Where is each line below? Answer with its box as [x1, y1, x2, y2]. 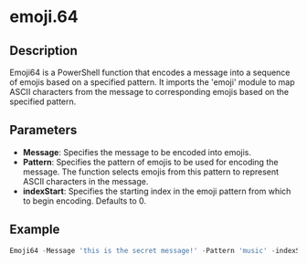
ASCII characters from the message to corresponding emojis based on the [9, 87, 290, 97]
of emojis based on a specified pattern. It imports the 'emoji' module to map [9, 77, 295, 88]
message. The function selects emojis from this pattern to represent [22, 166, 280, 177]
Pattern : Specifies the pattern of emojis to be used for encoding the [22, 156, 279, 167]
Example [9, 222, 60, 238]
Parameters [9, 122, 78, 138]
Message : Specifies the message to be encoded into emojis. [22, 146, 252, 157]
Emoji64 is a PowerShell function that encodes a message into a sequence [9, 67, 291, 78]
